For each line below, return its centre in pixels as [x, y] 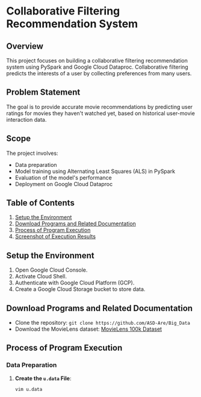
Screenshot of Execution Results [55, 237]
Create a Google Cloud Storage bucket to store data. [80, 289]
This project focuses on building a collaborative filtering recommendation [97, 61]
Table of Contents [41, 203]
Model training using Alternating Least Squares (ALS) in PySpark [95, 171]
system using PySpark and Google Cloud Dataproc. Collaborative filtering [97, 67]
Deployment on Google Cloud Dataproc [64, 184]
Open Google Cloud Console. [51, 270]
